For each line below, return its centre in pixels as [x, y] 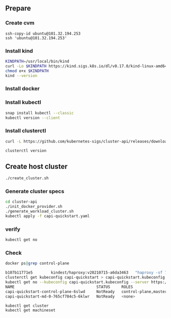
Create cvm [20, 23]
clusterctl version [26, 151]
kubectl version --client [33, 118]
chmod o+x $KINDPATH [27, 71]
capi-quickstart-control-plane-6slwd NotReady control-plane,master [86, 291]
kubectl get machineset [31, 310]
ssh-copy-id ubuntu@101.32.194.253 [43, 33]
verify [13, 229]
